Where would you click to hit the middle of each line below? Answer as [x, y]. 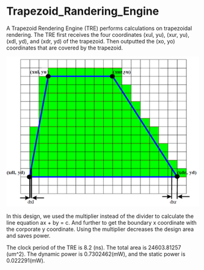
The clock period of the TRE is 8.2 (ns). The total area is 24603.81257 [94, 247]
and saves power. [28, 235]
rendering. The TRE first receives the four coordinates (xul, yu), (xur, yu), [98, 34]
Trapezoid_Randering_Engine [83, 11]
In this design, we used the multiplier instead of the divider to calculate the [100, 216]
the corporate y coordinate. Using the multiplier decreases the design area [100, 229]
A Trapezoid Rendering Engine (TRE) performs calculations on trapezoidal [99, 28]
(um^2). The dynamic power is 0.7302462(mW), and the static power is [96, 254]
